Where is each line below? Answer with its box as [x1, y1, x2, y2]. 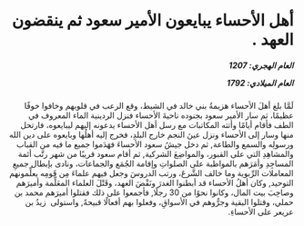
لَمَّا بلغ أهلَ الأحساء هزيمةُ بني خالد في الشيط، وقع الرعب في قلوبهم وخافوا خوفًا [24, 101, 294, 112]
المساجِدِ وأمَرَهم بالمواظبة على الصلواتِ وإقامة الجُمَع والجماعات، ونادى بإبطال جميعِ [12, 158, 294, 169]
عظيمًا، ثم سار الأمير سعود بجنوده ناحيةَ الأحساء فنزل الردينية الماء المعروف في [27, 110, 294, 121]
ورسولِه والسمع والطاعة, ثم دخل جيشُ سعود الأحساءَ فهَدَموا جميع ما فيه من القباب [16, 139, 294, 150]
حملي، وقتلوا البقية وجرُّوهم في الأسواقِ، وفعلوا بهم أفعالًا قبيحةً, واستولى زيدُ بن [25, 197, 294, 208]
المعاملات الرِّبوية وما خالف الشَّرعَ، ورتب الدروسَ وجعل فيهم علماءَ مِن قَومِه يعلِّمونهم [9, 168, 294, 179]
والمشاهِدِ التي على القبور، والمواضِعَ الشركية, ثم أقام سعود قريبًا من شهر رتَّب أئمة [18, 149, 294, 160]
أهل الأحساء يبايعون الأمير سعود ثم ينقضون [11, 10, 294, 31]
